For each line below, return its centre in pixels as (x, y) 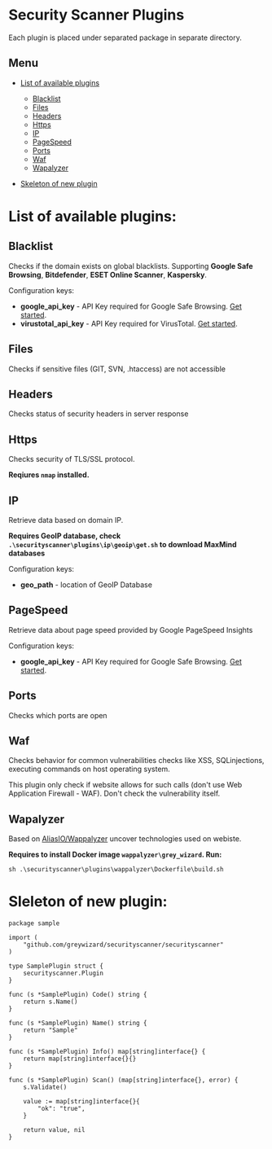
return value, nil (54, 1130)
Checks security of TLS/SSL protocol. (72, 459)
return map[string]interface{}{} (80, 1059)
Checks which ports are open (58, 715)
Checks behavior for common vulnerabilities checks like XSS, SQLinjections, (136, 761)
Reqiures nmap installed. (49, 475)
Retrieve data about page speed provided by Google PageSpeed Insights (131, 629)
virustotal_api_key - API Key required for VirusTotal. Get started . (129, 323)
